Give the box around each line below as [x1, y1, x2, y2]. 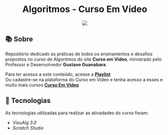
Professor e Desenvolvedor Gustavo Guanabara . [5, 61, 107, 67]
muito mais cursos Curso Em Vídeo [5, 82, 79, 88]
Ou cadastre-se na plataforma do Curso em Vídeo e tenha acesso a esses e [5, 76, 163, 82]
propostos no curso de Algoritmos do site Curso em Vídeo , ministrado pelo [5, 56, 162, 62]
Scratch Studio [12, 124, 44, 131]
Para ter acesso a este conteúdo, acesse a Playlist [5, 71, 111, 77]
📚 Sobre [5, 35, 33, 44]
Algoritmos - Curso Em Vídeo [22, 4, 147, 15]
